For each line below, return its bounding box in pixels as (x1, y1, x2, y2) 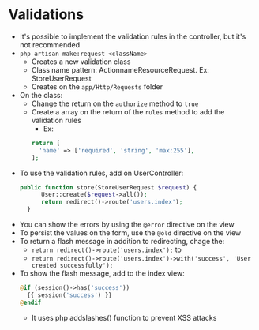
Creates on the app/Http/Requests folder (31, 81, 163, 92)
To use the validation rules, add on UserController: (19, 168, 184, 178)
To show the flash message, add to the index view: (19, 268, 186, 278)
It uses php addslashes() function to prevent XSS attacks (31, 313, 217, 322)
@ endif (19, 298, 42, 306)
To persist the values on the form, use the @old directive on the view (19, 228, 242, 238)
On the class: (19, 90, 63, 99)
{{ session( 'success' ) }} (27, 291, 112, 299)
